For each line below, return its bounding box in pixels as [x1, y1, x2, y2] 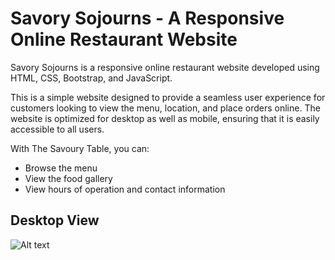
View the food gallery [24, 172, 113, 184]
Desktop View [10, 212, 100, 229]
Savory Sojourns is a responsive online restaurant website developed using [10, 61, 320, 73]
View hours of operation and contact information [24, 183, 226, 195]
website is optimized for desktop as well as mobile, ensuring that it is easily [10, 112, 320, 124]
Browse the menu [24, 162, 98, 174]
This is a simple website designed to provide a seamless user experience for [10, 91, 326, 103]
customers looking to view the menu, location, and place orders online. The [10, 102, 321, 114]
